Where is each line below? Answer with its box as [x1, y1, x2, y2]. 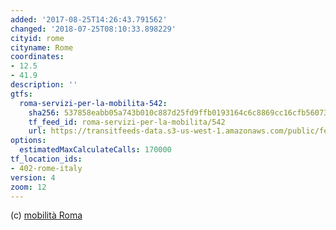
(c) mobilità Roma [10, 209, 83, 221]
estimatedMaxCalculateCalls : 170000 [19, 145, 172, 155]
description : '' [10, 80, 78, 90]
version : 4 [10, 172, 56, 183]
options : [10, 136, 47, 146]
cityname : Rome [10, 42, 74, 53]
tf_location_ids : [10, 154, 83, 164]
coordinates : [10, 52, 65, 62]
